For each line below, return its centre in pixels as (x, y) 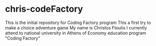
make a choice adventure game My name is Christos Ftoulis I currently (76, 27)
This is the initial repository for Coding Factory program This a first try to (78, 23)
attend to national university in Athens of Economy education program (76, 33)
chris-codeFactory (44, 9)
